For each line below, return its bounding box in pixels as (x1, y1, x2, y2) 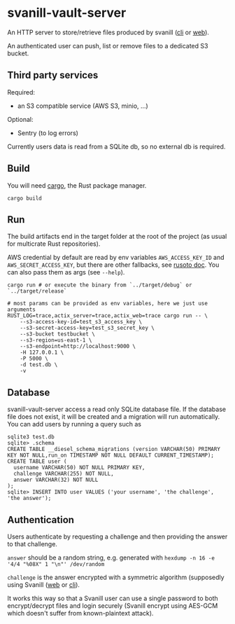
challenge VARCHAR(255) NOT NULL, (13, 471, 114, 478)
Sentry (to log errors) (17, 128, 79, 137)
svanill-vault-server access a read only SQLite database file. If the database (7, 405, 226, 414)
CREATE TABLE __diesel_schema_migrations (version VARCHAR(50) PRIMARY (7, 446, 220, 453)
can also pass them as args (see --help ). (7, 268, 125, 277)
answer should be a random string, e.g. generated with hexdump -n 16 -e (7, 553, 215, 562)
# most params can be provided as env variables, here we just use (7, 300, 208, 307)
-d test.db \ (20, 361, 58, 368)
